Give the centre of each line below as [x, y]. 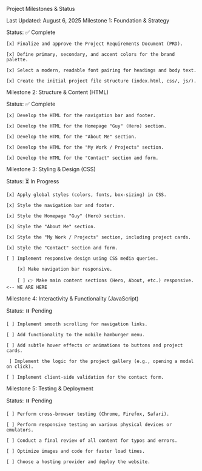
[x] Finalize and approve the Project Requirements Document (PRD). [95, 44]
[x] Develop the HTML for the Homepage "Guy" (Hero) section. [86, 126]
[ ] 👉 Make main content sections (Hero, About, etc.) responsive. [106, 280]
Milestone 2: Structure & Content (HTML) [58, 92]
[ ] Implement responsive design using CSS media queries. [82, 259]
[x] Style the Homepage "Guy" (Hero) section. [66, 216]
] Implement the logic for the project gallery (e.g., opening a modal [101, 361]
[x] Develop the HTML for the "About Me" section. [72, 137]
